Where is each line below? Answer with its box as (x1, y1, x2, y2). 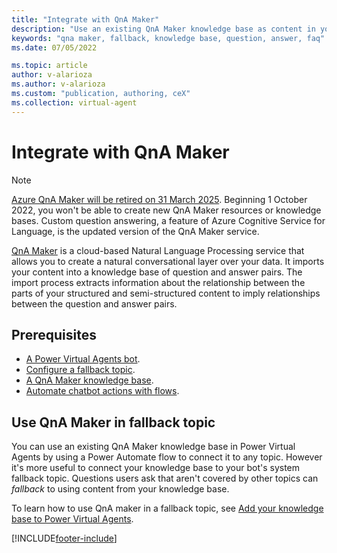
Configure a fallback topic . (25, 364, 136, 376)
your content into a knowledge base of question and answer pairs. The (11, 266, 303, 278)
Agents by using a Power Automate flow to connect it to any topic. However (11, 451, 323, 463)
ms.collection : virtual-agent (11, 97, 138, 108)
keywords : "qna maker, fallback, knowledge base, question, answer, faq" (11, 33, 326, 43)
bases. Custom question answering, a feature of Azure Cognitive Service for (11, 214, 326, 226)
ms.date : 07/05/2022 (11, 42, 98, 53)
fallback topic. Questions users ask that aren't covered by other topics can (11, 472, 319, 485)
